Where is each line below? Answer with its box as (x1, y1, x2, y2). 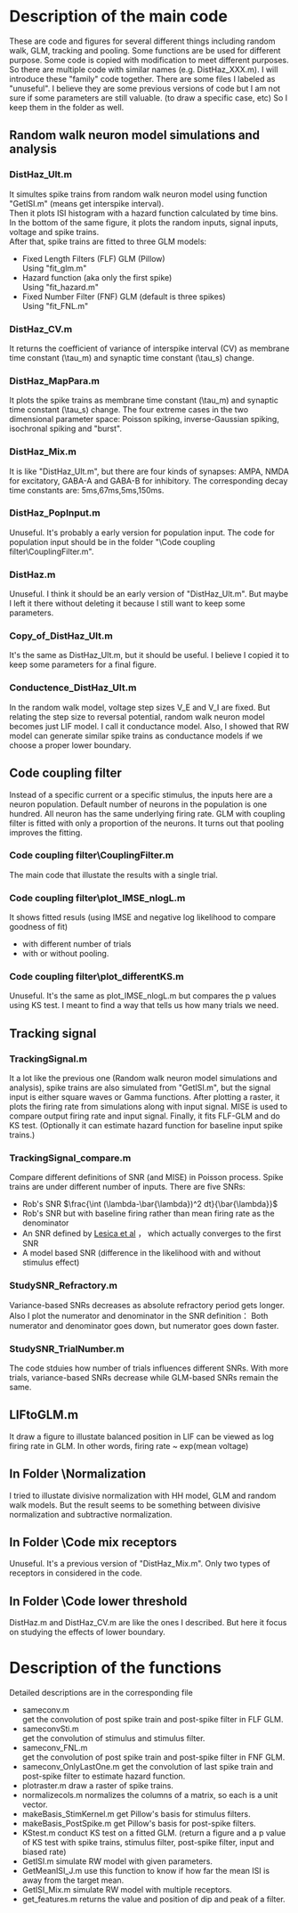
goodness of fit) (9, 922, 68, 932)
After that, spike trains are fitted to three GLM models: (9, 236, 207, 247)
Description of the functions (9, 1658, 222, 1678)
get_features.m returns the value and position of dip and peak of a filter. (21, 1894, 286, 1905)
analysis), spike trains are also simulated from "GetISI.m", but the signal (9, 1082, 271, 1093)
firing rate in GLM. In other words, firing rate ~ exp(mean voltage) (9, 1440, 249, 1451)
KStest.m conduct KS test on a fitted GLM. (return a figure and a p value (21, 1828, 286, 1838)
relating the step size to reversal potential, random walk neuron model (9, 711, 265, 722)
